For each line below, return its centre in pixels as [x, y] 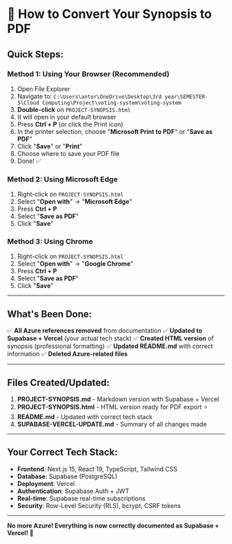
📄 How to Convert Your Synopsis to [109, 14]
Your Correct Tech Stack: [62, 453]
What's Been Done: [50, 314]
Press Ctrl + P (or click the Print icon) [70, 124]
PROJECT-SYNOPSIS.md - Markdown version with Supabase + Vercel [118, 399]
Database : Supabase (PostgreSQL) [67, 476]
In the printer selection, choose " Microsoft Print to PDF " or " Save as [115, 131]
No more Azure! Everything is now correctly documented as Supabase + [113, 525]
